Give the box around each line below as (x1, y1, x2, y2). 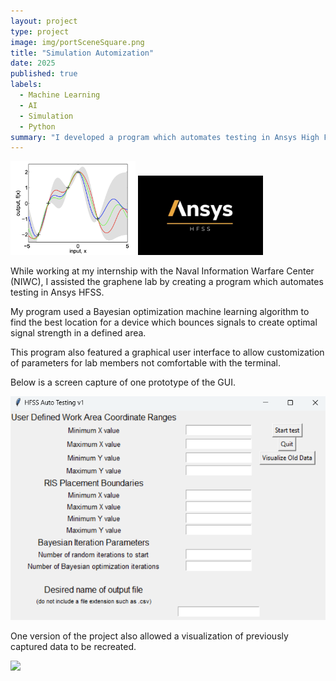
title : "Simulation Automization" (10, 48, 155, 58)
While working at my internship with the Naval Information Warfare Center (10, 265, 315, 277)
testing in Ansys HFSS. (10, 286, 105, 298)
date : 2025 (10, 58, 56, 69)
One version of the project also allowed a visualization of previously (10, 630, 289, 642)
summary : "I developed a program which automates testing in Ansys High (10, 132, 320, 142)
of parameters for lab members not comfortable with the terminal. (10, 356, 281, 369)
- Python (19, 121, 56, 132)
